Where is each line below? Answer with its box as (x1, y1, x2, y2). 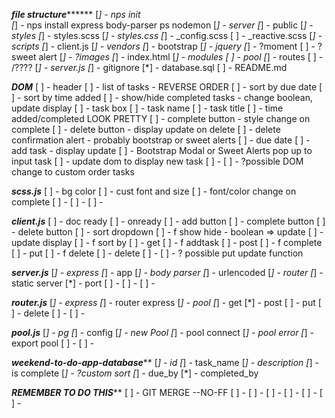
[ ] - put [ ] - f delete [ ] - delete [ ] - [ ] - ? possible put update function (11, 247, 304, 259)
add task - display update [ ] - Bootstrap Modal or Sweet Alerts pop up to (11, 145, 313, 156)
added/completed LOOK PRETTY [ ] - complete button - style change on (11, 113, 311, 124)
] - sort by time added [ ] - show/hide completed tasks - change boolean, (11, 92, 313, 103)
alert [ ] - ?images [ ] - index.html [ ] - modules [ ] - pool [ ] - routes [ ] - (38, 51, 324, 63)
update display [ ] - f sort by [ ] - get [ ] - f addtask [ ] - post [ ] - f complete (11, 237, 323, 248)
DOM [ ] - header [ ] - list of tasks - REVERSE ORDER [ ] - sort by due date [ (11, 81, 323, 93)
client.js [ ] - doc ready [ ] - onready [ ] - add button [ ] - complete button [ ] (11, 215, 326, 227)
